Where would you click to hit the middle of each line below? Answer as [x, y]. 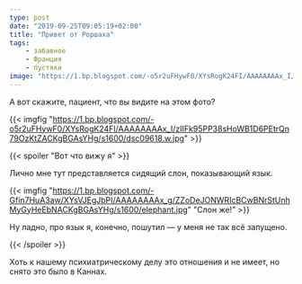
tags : [19, 43]
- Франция [44, 59]
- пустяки [44, 68]
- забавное [46, 51]
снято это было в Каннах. [58, 271]
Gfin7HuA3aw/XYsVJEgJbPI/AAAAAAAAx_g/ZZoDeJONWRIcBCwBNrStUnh [150, 200]
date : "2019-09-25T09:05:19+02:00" [76, 26]
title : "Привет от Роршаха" [62, 34]
